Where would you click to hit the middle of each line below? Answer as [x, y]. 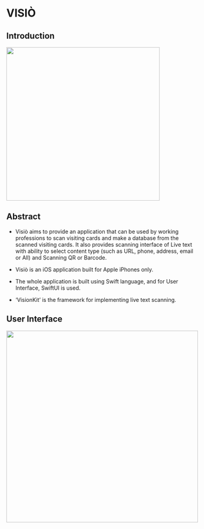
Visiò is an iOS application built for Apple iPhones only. [84, 269]
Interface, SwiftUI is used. [48, 288]
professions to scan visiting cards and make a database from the [97, 238]
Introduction [31, 36]
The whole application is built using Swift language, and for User [97, 281]
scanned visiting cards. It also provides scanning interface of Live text [104, 244]
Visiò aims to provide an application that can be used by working [97, 231]
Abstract [24, 217]
